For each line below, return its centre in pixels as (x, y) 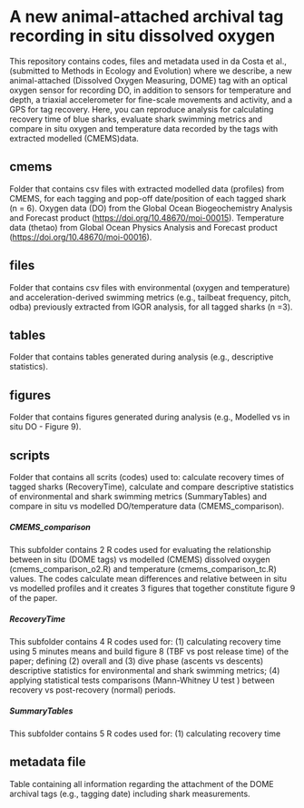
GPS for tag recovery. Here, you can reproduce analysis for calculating (142, 109)
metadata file (48, 762)
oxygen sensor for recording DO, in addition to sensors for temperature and (151, 90)
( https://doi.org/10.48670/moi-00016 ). (81, 237)
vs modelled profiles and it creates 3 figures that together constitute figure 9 (152, 588)
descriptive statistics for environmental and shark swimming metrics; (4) (145, 670)
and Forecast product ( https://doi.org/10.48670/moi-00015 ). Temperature (147, 217)
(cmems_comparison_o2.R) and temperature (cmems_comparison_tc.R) (143, 568)
